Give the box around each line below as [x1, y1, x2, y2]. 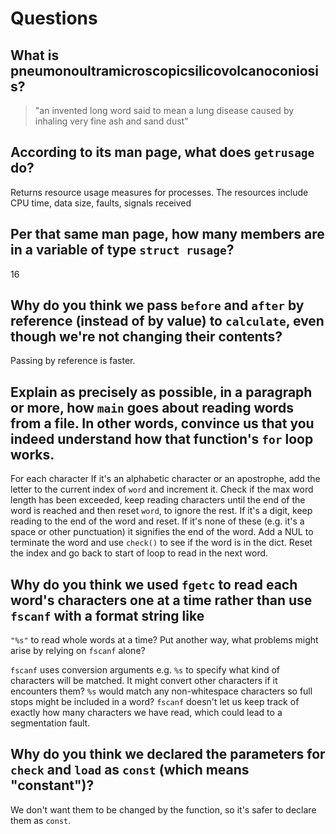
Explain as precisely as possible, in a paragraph [10, 383, 313, 401]
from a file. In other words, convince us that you [10, 415, 315, 432]
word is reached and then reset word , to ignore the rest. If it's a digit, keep [10, 505, 313, 517]
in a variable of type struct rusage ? [10, 242, 235, 259]
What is [10, 47, 60, 64]
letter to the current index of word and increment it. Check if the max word [10, 483, 314, 496]
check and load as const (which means [10, 762, 250, 779]
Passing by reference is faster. [10, 355, 136, 367]
